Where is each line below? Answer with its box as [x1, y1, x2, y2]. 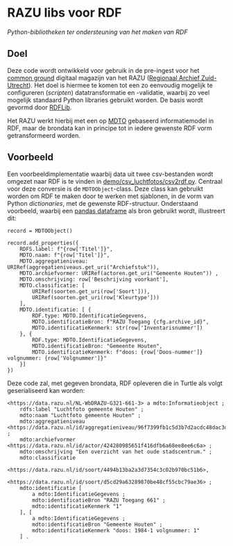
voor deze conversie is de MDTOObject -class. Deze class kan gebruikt [7, 184, 203, 193]
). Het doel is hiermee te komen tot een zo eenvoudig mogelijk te [28, 81, 213, 89]
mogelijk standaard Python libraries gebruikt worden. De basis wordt [7, 96, 203, 104]
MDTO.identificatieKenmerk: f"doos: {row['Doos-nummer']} [32, 349, 203, 355]
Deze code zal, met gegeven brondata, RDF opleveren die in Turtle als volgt [7, 379, 223, 387]
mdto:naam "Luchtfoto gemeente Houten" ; [19, 412, 141, 419]
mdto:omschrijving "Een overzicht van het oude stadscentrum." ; [19, 448, 213, 455]
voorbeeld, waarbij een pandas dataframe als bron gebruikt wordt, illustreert [7, 206, 225, 215]
